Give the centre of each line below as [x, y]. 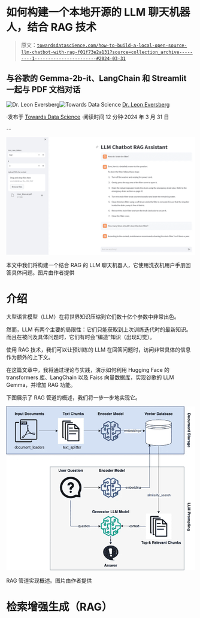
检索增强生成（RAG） [59, 607]
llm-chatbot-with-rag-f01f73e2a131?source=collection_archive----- [107, 52]
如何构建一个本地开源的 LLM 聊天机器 [98, 12]
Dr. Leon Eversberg [146, 104]
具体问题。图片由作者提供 [43, 272]
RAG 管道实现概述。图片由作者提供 [49, 580]
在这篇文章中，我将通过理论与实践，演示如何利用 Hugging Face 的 [88, 369]
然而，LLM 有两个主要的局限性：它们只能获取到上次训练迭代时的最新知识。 [99, 329]
